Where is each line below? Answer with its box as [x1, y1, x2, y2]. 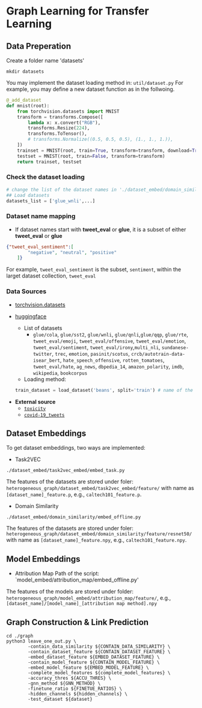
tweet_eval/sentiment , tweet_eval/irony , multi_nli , [32, 343, 161, 350]
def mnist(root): [6, 102, 50, 109]
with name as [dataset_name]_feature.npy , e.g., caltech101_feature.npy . [6, 536, 187, 544]
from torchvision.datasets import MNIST [17, 108, 120, 114]
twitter [32, 351, 52, 357]
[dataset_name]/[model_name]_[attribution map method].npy [6, 601, 158, 607]
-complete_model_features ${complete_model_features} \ [28, 669, 171, 675]
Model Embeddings [6, 554, 81, 564]
